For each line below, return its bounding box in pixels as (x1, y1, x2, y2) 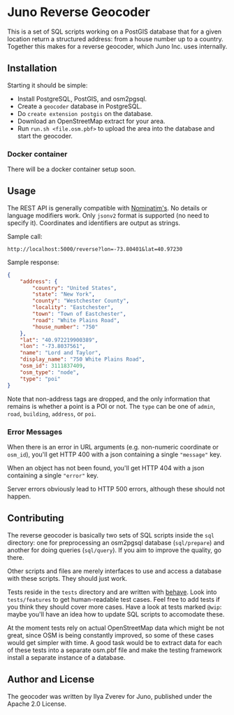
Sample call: (7, 232, 43, 240)
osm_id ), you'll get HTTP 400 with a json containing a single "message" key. (7, 450, 222, 458)
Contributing (7, 512, 64, 524)
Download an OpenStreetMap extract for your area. (17, 117, 166, 125)
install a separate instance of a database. (7, 653, 126, 661)
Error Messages (7, 427, 63, 437)
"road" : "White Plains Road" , (32, 317, 120, 324)
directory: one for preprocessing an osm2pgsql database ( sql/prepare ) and (7, 538, 225, 547)
